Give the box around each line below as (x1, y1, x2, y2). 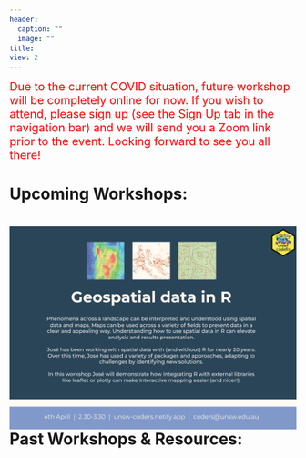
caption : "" (17, 24, 64, 34)
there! (9, 148, 41, 163)
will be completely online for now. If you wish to (9, 93, 264, 109)
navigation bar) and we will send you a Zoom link (9, 120, 271, 136)
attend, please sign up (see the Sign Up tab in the (9, 107, 275, 122)
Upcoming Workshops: (9, 183, 189, 204)
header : (9, 15, 39, 24)
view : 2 (9, 53, 39, 63)
